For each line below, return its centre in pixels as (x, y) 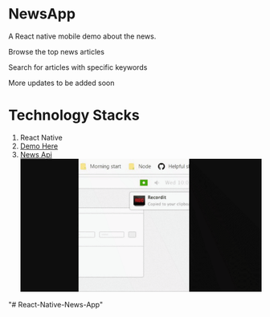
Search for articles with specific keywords (78, 67)
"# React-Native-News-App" (56, 304)
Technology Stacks (74, 115)
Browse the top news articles (56, 51)
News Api (36, 154)
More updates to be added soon (61, 83)
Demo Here (39, 146)
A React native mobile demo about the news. (82, 36)
